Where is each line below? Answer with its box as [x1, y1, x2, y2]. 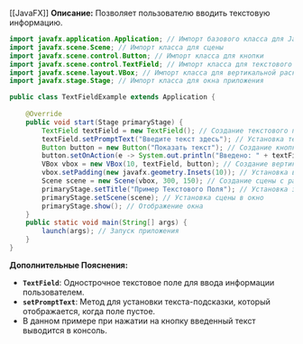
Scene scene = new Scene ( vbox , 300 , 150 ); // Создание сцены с [41, 177, 284, 186]
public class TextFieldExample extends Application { [9, 93, 216, 102]
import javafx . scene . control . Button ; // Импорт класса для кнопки [9, 51, 264, 60]
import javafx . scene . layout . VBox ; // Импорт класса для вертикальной [9, 68, 277, 77]
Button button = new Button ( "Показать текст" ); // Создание [41, 143, 272, 152]
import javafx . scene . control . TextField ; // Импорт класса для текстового [9, 59, 293, 68]
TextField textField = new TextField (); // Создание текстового [41, 126, 289, 135]
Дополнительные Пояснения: [9, 259, 128, 270]
